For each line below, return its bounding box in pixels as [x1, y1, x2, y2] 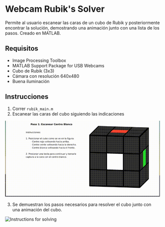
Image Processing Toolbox [12, 57, 66, 63]
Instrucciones [5, 92, 49, 101]
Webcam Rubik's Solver [5, 3, 105, 15]
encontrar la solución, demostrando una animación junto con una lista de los [5, 25, 160, 30]
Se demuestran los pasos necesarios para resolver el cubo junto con [12, 201, 151, 207]
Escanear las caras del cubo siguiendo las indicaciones [12, 111, 124, 116]
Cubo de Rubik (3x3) [12, 68, 55, 74]
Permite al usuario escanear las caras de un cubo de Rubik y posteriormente [5, 20, 160, 26]
